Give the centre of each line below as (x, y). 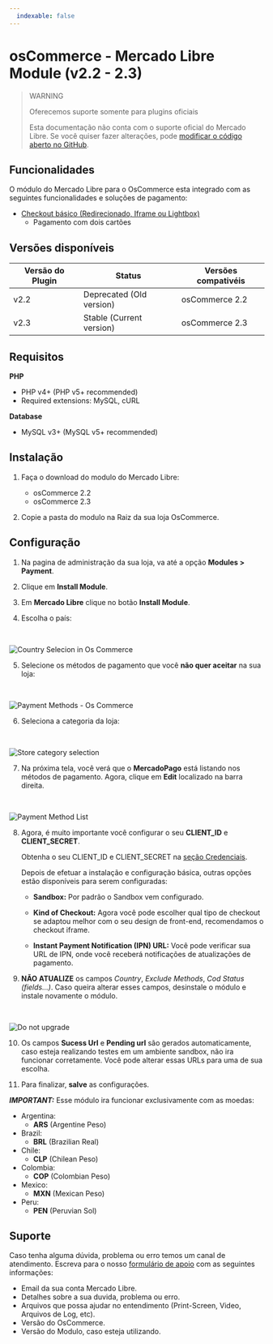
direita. (32, 785)
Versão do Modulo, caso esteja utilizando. (91, 1332)
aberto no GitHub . (59, 144)
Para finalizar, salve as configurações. (85, 1084)
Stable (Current (113, 318)
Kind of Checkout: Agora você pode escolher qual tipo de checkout (147, 912)
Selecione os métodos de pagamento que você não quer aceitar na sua (141, 665)
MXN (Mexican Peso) (69, 1193)
